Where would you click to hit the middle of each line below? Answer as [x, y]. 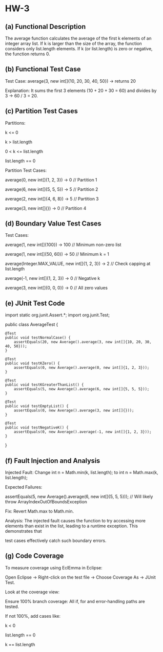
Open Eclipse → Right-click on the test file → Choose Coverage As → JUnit [81, 577]
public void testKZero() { [32, 363]
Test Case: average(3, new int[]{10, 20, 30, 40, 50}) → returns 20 [70, 81]
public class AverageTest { [32, 325]
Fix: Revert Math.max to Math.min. [40, 511]
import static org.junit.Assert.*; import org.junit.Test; [57, 315]
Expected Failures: [24, 487]
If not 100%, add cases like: [33, 616]
